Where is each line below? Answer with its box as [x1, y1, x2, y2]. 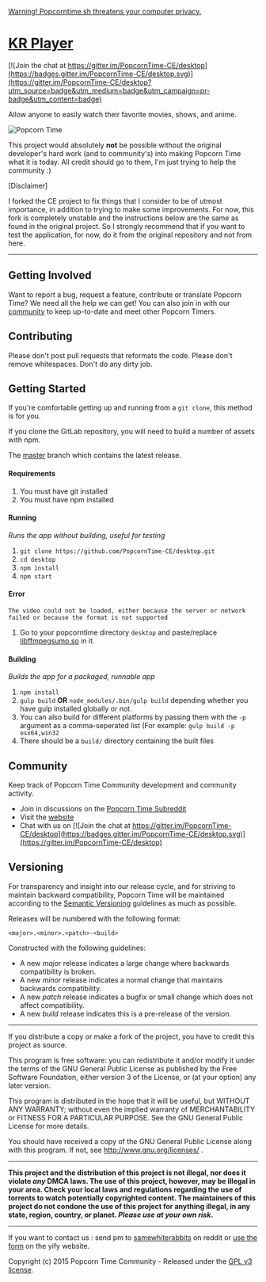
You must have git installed [19, 486, 108, 496]
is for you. [8, 411, 41, 421]
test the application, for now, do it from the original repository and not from [8, 230, 253, 239]
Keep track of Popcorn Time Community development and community [8, 780, 237, 789]
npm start [19, 572, 53, 581]
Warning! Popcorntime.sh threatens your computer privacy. [8, 7, 202, 16]
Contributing [8, 330, 73, 343]
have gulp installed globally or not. [19, 704, 132, 714]
